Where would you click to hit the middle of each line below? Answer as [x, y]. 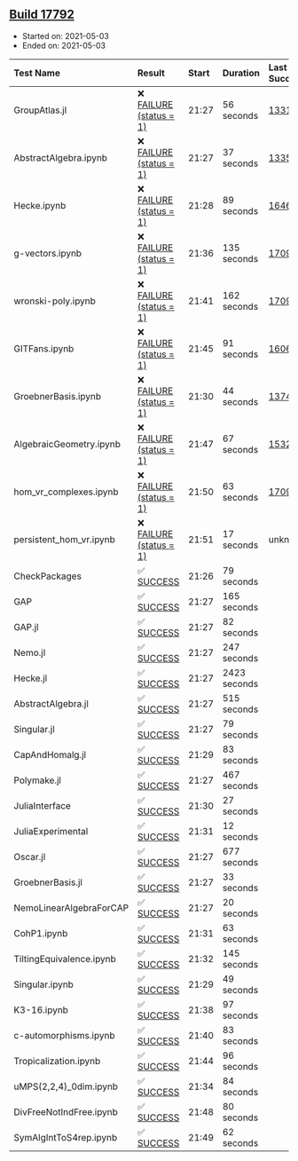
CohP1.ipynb [41, 933]
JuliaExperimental [51, 831]
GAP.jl [26, 627]
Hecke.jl [31, 678]
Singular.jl [34, 729]
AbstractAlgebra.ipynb [61, 157]
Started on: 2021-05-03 [65, 36]
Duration [241, 73]
